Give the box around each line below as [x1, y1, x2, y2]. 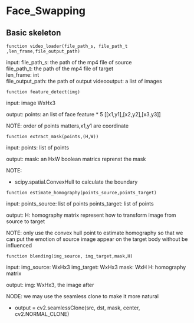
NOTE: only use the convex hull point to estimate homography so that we [6, 229, 183, 236]
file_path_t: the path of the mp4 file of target [6, 65, 114, 72]
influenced [6, 242, 32, 249]
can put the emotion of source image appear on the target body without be [6, 236, 188, 243]
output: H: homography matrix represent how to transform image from [6, 211, 176, 218]
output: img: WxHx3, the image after [6, 282, 94, 288]
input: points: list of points [6, 144, 70, 151]
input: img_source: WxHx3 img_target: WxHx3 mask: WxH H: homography [6, 264, 186, 270]
